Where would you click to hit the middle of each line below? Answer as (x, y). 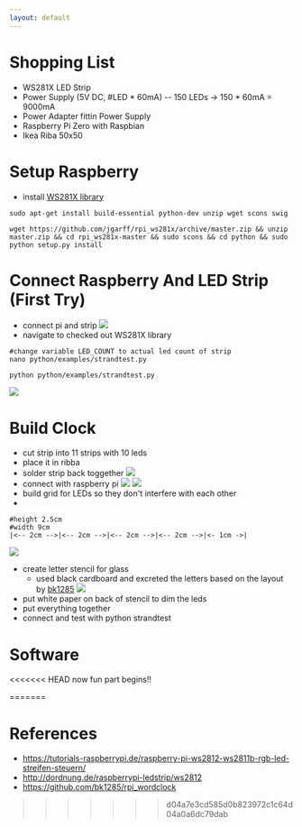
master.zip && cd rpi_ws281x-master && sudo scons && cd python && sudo (149, 237)
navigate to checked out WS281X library (97, 335)
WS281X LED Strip (57, 87)
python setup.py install (56, 244)
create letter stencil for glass (75, 569)
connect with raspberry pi (70, 484)
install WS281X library (63, 197)
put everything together (66, 609)
